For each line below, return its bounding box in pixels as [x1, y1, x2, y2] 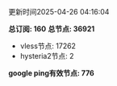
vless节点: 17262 [19, 41, 77, 51]
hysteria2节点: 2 [19, 51, 74, 60]
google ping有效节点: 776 [8, 68, 94, 78]
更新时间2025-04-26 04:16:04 [8, 7, 110, 16]
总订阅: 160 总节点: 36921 [8, 24, 95, 34]
